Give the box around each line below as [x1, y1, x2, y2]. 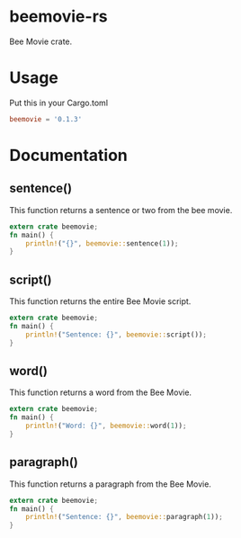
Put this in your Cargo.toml [9, 97, 109, 108]
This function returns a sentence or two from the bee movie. [9, 204, 233, 215]
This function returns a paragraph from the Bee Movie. [9, 479, 211, 489]
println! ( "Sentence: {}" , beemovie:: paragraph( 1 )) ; [25, 513, 223, 522]
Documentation [9, 145, 129, 166]
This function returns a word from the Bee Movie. [9, 387, 192, 398]
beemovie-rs [9, 6, 108, 27]
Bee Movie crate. [9, 36, 73, 47]
